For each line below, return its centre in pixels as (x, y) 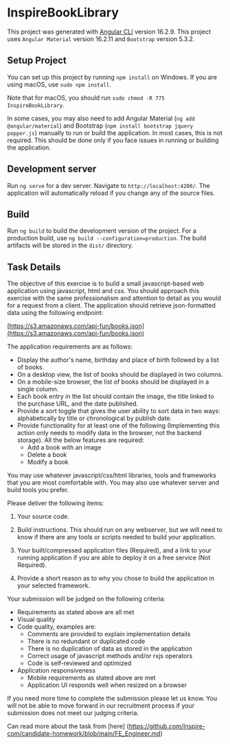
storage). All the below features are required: (80, 440)
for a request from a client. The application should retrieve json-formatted (112, 305)
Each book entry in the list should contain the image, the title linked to (115, 397)
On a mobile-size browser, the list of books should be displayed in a (113, 382)
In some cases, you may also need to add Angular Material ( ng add (101, 118)
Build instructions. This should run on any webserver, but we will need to (120, 530)
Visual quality (36, 620)
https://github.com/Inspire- (167, 726)
